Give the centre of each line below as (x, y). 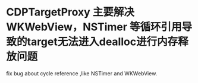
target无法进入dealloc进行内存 (103, 42)
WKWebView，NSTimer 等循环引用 (94, 27)
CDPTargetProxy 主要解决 (70, 12)
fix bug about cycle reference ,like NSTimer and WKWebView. (82, 73)
